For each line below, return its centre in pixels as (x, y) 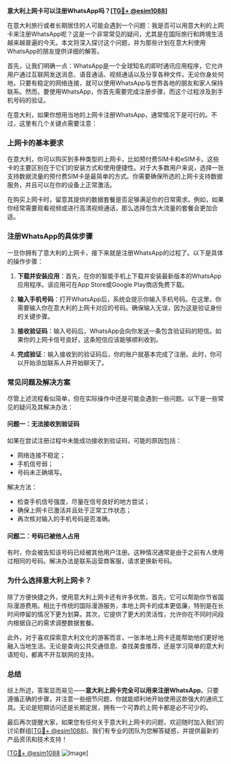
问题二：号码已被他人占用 (43, 536)
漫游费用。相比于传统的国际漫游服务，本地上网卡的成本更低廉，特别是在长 (118, 605)
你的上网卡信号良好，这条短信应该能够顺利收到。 (92, 339)
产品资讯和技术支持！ (37, 739)
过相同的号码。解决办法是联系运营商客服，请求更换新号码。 (91, 561)
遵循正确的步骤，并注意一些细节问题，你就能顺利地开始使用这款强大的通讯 (112, 699)
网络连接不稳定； (41, 455)
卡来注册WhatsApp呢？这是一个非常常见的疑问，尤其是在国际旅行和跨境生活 (115, 34)
